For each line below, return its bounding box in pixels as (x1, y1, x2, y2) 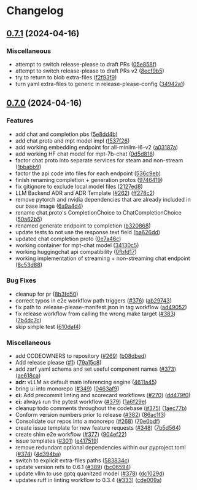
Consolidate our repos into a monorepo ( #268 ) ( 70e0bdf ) (15, 417, 161, 425)
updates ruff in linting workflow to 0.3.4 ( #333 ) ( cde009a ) (15, 476, 162, 484)
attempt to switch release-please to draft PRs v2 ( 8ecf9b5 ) (15, 67, 164, 74)
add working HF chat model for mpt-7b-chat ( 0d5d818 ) (15, 150, 155, 157)
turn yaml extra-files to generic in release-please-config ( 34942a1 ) (15, 80, 185, 87)
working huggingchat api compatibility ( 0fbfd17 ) (15, 248, 137, 255)
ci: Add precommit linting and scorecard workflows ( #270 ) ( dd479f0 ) (15, 392, 191, 399)
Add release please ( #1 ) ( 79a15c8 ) (15, 359, 102, 366)
